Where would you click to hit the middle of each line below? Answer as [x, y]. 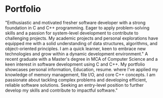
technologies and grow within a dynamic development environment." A [77, 54]
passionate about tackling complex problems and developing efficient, [76, 80]
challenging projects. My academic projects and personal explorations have [82, 38]
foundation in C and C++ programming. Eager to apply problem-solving [77, 27]
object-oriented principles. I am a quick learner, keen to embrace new [76, 49]
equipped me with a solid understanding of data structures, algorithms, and [81, 43]
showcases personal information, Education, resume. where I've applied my [82, 69]
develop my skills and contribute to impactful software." [61, 90]
